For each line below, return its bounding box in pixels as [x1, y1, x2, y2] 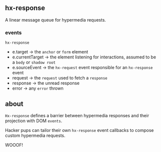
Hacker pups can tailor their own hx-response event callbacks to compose [5, 127, 154, 133]
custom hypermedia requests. [5, 132, 66, 138]
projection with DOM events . [5, 118, 63, 124]
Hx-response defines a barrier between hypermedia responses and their [5, 112, 149, 118]
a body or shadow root [12, 59, 56, 65]
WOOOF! [5, 142, 23, 148]
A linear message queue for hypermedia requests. [5, 17, 106, 23]
